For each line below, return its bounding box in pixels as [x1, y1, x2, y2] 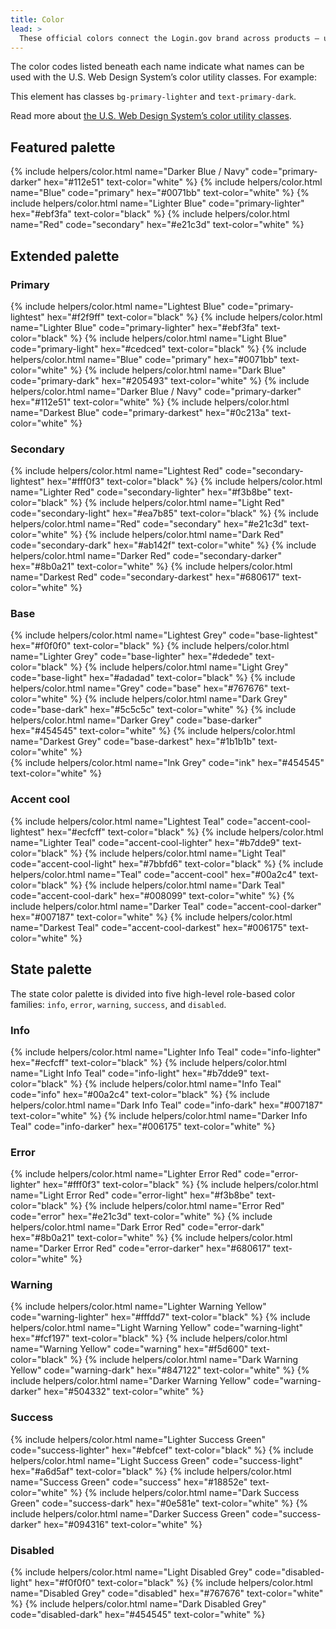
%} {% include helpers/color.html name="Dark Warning [69, 1354, 299, 1366]
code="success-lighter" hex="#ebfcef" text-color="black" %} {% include [10, 1444, 314, 1456]
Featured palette [10, 139, 116, 156]
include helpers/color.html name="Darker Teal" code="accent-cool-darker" [10, 900, 322, 912]
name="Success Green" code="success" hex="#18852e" [10, 1476, 248, 1488]
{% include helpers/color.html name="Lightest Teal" [10, 815, 225, 827]
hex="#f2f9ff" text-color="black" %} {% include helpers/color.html [46, 311, 323, 323]
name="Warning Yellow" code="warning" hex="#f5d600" [10, 1343, 249, 1355]
